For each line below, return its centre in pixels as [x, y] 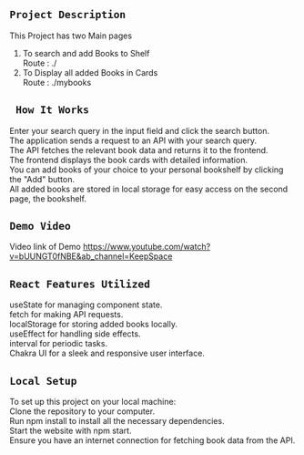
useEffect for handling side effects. [75, 334]
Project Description [68, 15]
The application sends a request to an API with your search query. [133, 140]
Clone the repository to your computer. [82, 411]
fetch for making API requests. [66, 315]
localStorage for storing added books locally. [93, 325]
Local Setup [43, 381]
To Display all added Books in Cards [90, 72]
